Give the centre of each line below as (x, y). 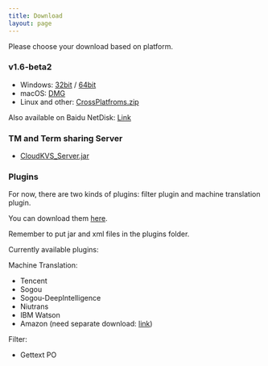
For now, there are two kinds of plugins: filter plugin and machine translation (134, 194)
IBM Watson (40, 315)
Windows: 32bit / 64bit (58, 85)
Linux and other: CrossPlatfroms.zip (79, 102)
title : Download (35, 16)
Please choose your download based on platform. (91, 46)
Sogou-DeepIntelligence (60, 298)
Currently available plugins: (54, 250)
